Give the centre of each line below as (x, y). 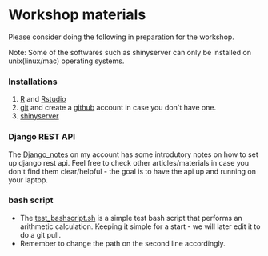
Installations (33, 82)
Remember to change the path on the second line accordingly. (122, 243)
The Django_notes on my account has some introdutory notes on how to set (133, 154)
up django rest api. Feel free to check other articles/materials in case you (129, 162)
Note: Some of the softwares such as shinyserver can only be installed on (130, 52)
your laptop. (28, 180)
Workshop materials (77, 15)
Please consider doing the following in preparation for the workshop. (121, 37)
